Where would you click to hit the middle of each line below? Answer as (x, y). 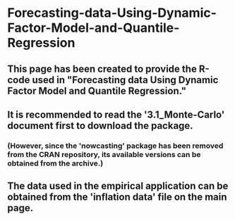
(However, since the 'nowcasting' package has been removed (115, 146)
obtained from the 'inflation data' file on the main (117, 197)
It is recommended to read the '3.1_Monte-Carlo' (116, 114)
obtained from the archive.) (55, 163)
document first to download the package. (100, 126)
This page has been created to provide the (102, 69)
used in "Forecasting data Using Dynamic (125, 80)
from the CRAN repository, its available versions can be (104, 154)
